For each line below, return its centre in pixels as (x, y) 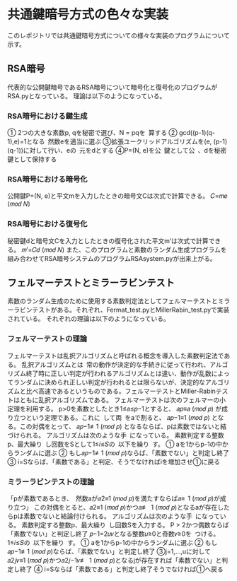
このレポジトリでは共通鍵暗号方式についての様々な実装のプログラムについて (118, 35)
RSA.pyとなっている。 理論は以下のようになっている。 (87, 95)
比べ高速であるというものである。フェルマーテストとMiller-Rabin (121, 391)
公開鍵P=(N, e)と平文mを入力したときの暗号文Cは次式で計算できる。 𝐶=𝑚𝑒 (117, 196)
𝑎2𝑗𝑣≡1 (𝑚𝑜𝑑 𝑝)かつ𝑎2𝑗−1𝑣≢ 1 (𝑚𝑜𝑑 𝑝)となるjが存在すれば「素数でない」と (115, 561)
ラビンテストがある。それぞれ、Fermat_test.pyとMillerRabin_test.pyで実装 (121, 310)
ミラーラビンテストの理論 (51, 481)
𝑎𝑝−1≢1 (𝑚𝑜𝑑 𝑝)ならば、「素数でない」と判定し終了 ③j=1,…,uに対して (109, 551)
